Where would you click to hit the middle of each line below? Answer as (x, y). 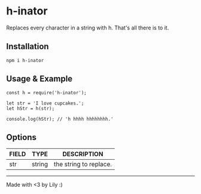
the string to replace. (83, 165)
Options (22, 137)
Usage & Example (39, 79)
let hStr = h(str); (31, 108)
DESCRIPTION (83, 154)
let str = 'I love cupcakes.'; (45, 103)
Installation (28, 47)
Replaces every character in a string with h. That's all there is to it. (88, 28)
